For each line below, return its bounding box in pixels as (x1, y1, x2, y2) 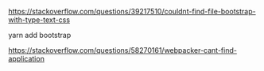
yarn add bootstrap (8, 31, 72, 39)
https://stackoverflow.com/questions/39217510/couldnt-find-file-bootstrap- (8, 7, 256, 16)
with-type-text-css (8, 15, 70, 24)
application (8, 54, 45, 63)
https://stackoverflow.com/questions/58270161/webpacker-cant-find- (8, 46, 237, 54)
